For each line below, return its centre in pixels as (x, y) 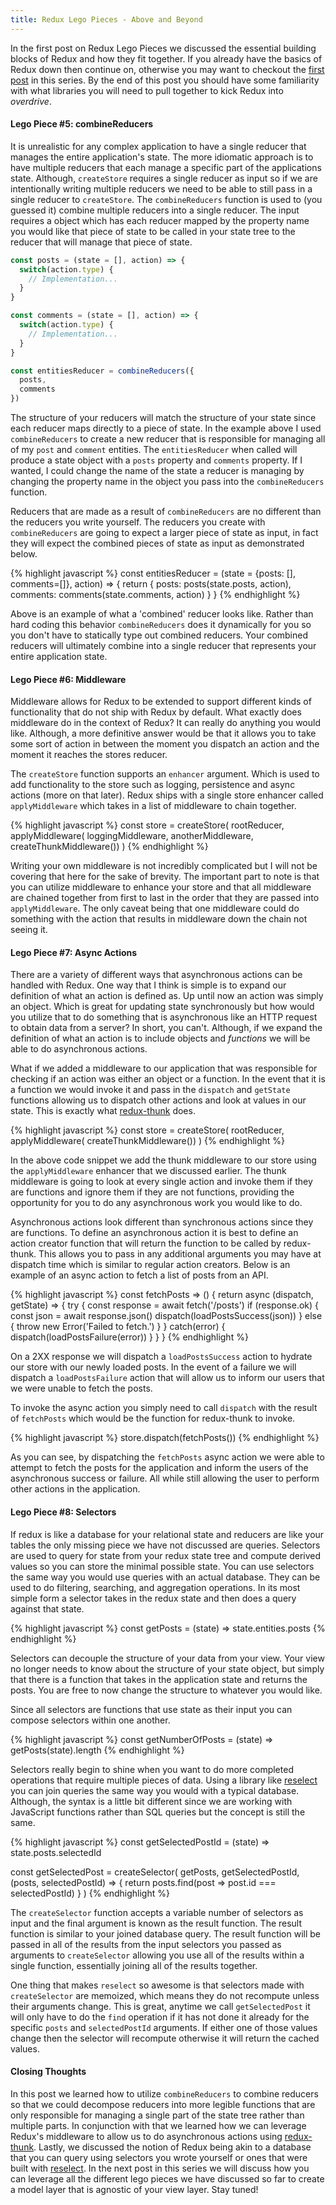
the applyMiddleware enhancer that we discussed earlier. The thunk (148, 1171)
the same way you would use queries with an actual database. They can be (165, 1577)
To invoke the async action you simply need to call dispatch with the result (164, 1408)
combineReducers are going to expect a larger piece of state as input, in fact (164, 533)
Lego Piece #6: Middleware (68, 679)
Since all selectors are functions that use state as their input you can (151, 1709)
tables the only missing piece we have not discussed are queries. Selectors (165, 1545)
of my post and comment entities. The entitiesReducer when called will (154, 450)
